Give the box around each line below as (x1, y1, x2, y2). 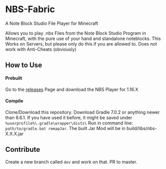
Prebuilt (5, 75, 23, 81)
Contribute (5, 145, 40, 154)
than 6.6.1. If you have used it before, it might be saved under (5, 114, 133, 120)
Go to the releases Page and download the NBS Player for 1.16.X (5, 86, 138, 92)
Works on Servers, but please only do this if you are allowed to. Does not (5, 40, 157, 47)
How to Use (5, 61, 43, 69)
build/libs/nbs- (126, 125, 157, 131)
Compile (5, 98, 24, 104)
